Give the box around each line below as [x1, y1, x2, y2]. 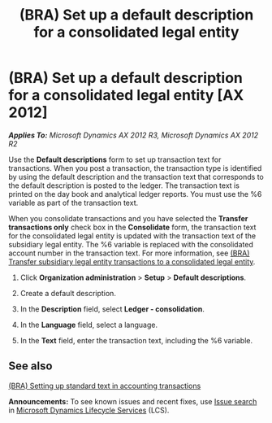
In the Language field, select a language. [19, 320, 158, 329]
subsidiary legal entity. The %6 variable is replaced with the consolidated [8, 239, 253, 249]
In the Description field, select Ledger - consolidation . [19, 303, 205, 314]
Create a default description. [19, 288, 116, 298]
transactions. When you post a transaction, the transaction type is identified [8, 163, 262, 172]
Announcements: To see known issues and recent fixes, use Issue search [8, 396, 257, 406]
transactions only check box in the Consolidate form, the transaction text [8, 222, 257, 232]
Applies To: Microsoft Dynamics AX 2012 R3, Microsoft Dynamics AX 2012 [8, 130, 259, 140]
